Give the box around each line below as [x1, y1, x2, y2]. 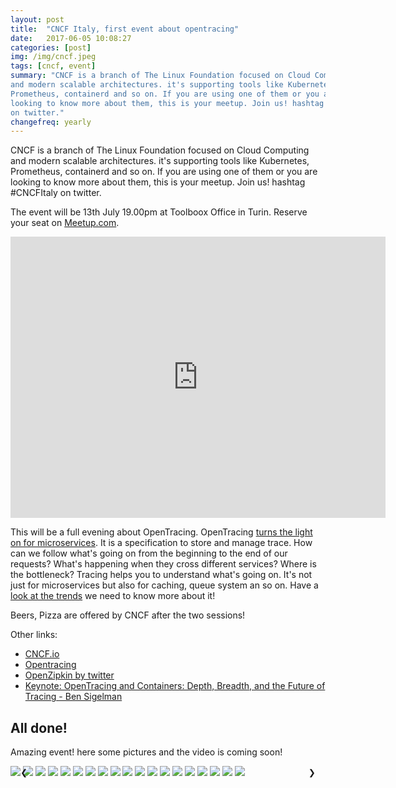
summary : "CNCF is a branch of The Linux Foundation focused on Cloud [10, 71, 311, 81]
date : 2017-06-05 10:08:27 [10, 33, 132, 43]
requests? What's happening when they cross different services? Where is [10, 558, 317, 570]
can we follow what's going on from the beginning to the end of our [10, 547, 288, 560]
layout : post [10, 14, 65, 25]
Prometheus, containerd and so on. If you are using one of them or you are [10, 166, 318, 178]
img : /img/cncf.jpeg [10, 52, 97, 62]
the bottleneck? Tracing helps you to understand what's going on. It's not [10, 569, 313, 581]
